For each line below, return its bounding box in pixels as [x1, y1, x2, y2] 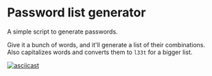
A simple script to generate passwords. [7, 27, 118, 36]
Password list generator [7, 5, 146, 21]
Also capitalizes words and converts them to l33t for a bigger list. [7, 48, 193, 56]
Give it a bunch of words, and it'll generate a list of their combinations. [7, 40, 206, 49]
